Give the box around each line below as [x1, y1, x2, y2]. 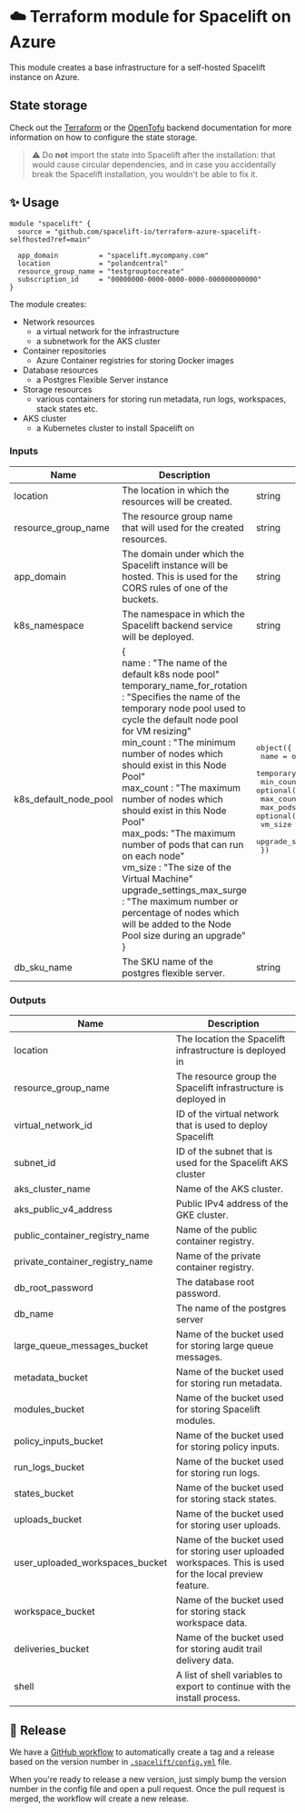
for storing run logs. [175, 1467, 261, 1479]
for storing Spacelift [175, 1403, 261, 1416]
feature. [175, 1579, 210, 1592]
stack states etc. [35, 403, 98, 413]
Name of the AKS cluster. [175, 1182, 284, 1195]
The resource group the [175, 1071, 277, 1083]
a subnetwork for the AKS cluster [35, 335, 161, 346]
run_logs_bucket [14, 1461, 84, 1474]
